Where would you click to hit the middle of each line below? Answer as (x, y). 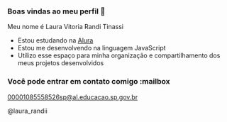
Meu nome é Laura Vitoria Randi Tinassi (66, 27)
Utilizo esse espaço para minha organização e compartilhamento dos (119, 55)
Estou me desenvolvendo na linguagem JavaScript (92, 48)
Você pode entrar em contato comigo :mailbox (89, 82)
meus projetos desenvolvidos (61, 63)
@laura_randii (27, 111)
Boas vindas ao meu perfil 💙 (56, 11)
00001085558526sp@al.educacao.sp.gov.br (73, 97)
